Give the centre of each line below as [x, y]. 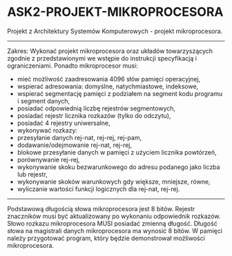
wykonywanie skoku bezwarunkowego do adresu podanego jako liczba [118, 167]
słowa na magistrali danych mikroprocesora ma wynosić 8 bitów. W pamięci [115, 230]
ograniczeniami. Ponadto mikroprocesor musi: [72, 66]
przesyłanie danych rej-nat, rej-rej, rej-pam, [79, 137]
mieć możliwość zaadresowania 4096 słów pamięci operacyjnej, [109, 79]
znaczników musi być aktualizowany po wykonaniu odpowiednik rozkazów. [114, 216]
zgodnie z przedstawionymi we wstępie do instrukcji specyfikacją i [102, 58]
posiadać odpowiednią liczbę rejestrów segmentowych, [96, 108]
